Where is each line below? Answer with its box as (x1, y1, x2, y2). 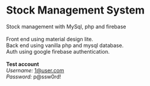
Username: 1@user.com (6, 67, 64, 74)
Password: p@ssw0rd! (6, 73, 61, 80)
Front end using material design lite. (6, 35, 93, 42)
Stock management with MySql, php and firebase (6, 23, 126, 30)
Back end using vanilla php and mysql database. (6, 42, 124, 49)
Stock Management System (6, 4, 145, 17)
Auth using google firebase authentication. (6, 48, 110, 55)
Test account (6, 60, 40, 68)
